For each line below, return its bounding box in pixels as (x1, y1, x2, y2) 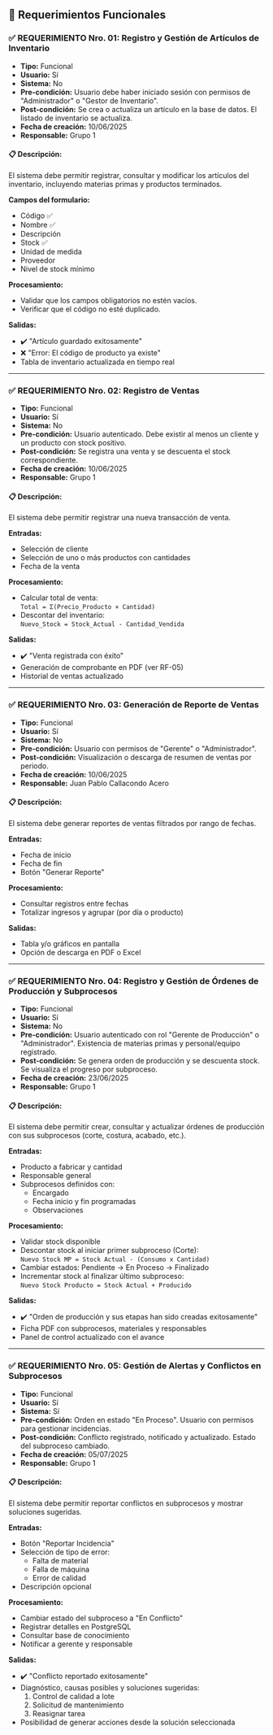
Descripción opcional (19, 1581, 92, 1591)
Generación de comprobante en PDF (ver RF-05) (19, 663, 184, 672)
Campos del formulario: (8, 194, 90, 204)
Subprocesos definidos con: (19, 1180, 115, 1189)
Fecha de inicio (19, 850, 71, 859)
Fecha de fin (19, 859, 63, 868)
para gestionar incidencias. (19, 1424, 112, 1433)
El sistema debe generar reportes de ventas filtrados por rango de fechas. (8, 818, 257, 828)
